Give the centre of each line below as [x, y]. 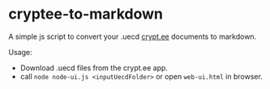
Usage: [20, 52]
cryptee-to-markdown [86, 14]
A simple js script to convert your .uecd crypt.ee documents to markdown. [133, 36]
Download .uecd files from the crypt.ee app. [94, 68]
